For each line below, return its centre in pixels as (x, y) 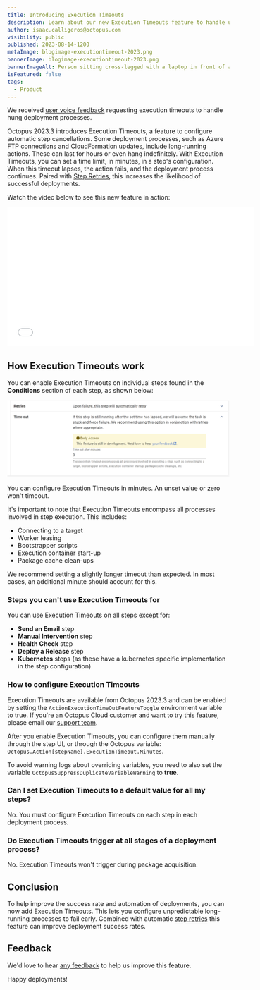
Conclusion (33, 887)
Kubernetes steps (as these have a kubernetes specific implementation (122, 659)
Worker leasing (39, 538)
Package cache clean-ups (55, 560)
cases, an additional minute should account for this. (82, 581)
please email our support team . (52, 722)
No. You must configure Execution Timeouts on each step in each (103, 814)
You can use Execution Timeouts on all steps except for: (89, 615)
